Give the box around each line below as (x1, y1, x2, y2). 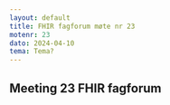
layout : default (9, 13, 71, 23)
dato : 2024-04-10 (9, 38, 75, 48)
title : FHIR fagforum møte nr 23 (9, 22, 136, 31)
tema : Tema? (9, 47, 54, 56)
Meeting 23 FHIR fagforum (9, 81, 162, 96)
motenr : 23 (9, 30, 51, 39)
